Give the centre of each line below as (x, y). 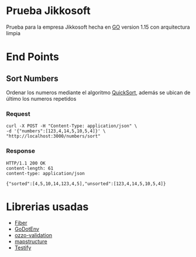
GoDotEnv (27, 229)
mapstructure (31, 242)
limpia (13, 33)
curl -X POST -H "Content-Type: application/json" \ (72, 126)
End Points (33, 57)
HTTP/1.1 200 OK (26, 163)
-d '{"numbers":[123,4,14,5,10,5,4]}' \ (56, 131)
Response (20, 151)
